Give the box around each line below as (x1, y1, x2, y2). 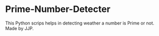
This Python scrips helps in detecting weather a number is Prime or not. (5, 20, 154, 26)
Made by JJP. (5, 25, 34, 31)
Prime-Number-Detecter (5, 3, 111, 15)
